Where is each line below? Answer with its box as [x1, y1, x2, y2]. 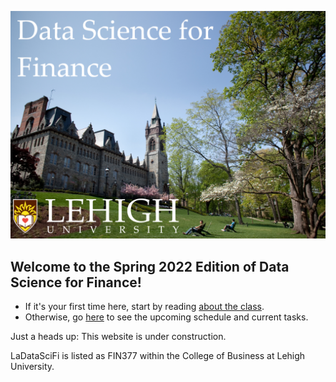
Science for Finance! [10, 274, 142, 291]
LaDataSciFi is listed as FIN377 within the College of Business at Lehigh [10, 350, 306, 362]
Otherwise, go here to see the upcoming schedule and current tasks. [24, 311, 309, 323]
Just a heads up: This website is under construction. [10, 331, 227, 343]
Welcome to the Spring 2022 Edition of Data [10, 258, 290, 275]
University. [10, 361, 55, 373]
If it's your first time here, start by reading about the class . [24, 301, 265, 313]
